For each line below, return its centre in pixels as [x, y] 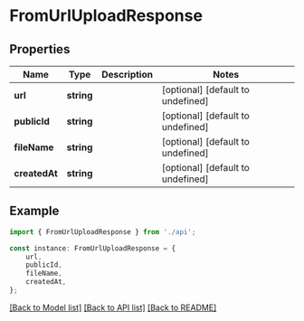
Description [128, 75]
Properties [40, 49]
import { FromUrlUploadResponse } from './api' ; [103, 231]
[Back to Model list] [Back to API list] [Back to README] [113, 307]
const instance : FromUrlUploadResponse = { [93, 248]
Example [34, 211]
